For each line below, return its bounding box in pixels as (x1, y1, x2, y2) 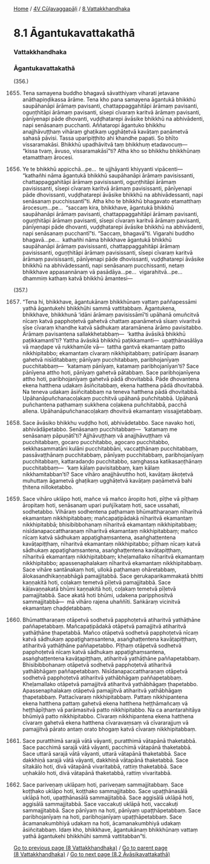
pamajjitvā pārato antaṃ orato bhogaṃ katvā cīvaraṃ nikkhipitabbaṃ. (22, 725, 197, 733)
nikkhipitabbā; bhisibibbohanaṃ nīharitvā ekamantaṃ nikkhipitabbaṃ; (22, 521, 197, 528)
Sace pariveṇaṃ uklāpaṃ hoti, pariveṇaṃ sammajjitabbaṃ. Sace (22, 781, 184, 788)
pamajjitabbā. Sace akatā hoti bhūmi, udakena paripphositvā (22, 592, 174, 599)
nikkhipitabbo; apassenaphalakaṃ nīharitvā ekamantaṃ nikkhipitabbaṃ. (22, 560, 203, 567)
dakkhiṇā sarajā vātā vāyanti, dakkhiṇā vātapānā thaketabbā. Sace (22, 756, 189, 764)
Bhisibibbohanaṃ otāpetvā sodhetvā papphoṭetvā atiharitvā (22, 661, 172, 669)
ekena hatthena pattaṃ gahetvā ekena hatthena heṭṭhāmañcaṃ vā (22, 700, 188, 707)
